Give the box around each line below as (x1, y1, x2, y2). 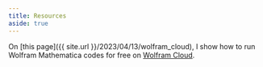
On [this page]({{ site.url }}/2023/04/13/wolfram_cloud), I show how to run (8, 41, 256, 51)
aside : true (8, 19, 48, 27)
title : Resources (8, 11, 67, 20)
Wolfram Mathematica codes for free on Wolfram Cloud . (8, 50, 195, 60)
